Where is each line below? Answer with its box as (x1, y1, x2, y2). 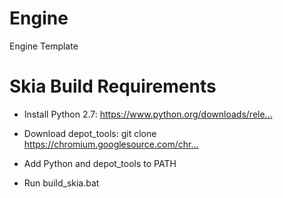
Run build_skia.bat (23, 177, 100, 189)
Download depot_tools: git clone (23, 127, 157, 139)
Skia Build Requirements (9, 75, 217, 98)
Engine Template (9, 40, 79, 52)
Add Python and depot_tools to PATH (23, 157, 177, 169)
